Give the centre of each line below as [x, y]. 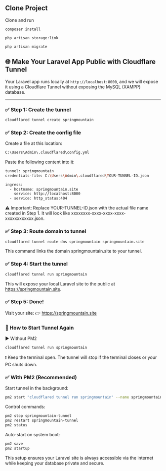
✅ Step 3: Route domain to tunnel [46, 231]
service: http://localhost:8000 [47, 194]
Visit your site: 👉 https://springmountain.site [51, 313]
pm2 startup [17, 448]
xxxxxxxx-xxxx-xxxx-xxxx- [98, 213]
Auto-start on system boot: [33, 434]
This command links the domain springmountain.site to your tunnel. [74, 251]
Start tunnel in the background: [37, 388]
